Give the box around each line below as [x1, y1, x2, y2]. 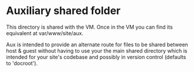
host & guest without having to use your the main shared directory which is [6, 47, 188, 54]
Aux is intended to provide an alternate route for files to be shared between [6, 41, 188, 48]
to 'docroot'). [6, 60, 38, 67]
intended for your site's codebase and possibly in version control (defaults [6, 53, 186, 60]
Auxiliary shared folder [6, 4, 121, 18]
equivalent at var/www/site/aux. [6, 29, 83, 36]
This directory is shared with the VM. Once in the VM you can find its [6, 23, 173, 30]
